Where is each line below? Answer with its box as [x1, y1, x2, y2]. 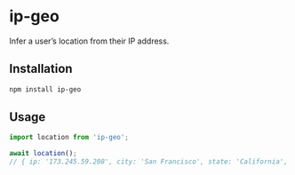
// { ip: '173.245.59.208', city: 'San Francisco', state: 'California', [9, 157, 289, 166]
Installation [9, 61, 73, 76]
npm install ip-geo [9, 84, 82, 94]
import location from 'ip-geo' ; [9, 133, 129, 142]
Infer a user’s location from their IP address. [9, 36, 170, 46]
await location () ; [9, 149, 77, 158]
